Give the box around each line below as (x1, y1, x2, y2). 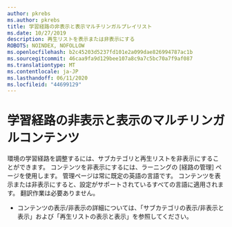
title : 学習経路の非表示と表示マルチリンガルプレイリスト (7, 23, 153, 30)
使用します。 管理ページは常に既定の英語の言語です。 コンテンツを (25, 172, 215, 180)
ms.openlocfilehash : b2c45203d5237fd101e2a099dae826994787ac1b (7, 49, 193, 56)
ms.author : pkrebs (7, 17, 60, 24)
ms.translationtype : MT (7, 62, 76, 69)
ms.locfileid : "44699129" (7, 81, 81, 88)
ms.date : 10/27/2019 (7, 29, 67, 37)
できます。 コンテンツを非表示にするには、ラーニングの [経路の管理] (19, 163, 214, 172)
